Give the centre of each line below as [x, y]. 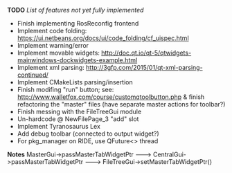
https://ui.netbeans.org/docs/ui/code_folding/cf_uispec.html [103, 38]
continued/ [33, 75]
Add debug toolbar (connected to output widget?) [88, 134]
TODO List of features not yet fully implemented [75, 10]
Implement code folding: [52, 31]
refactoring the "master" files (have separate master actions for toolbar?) [121, 104]
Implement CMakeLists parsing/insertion [75, 82]
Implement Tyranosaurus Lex [59, 126]
